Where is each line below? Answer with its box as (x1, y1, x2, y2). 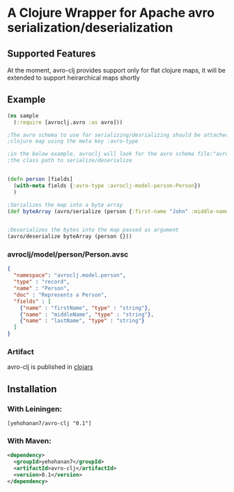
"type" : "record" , (13, 278, 70, 286)
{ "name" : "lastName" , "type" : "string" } (19, 317, 145, 324)
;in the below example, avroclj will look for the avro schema (7, 150, 195, 158)
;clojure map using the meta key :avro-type (7, 138, 139, 145)
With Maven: (7, 436, 52, 446)
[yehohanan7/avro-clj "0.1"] (7, 420, 92, 427)
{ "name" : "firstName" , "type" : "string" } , (19, 304, 151, 312)
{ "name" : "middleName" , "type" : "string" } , (19, 311, 155, 318)
